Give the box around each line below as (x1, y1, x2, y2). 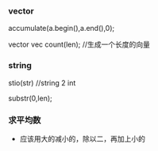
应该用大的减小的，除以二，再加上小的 (19, 134, 145, 143)
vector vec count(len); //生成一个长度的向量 (8, 40, 151, 49)
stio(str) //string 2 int (8, 77, 76, 88)
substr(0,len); (8, 93, 53, 103)
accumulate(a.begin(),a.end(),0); (8, 24, 115, 33)
